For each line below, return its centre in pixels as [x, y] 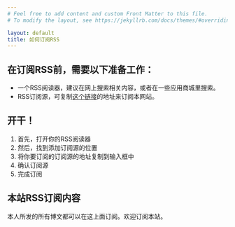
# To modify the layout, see [50, 20]
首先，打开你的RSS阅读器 [54, 139]
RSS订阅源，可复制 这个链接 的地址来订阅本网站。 [88, 97]
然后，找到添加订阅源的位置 [57, 147]
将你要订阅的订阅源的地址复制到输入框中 [76, 156]
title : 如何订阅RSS [34, 39]
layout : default [31, 33]
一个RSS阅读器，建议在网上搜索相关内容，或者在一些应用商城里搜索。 [118, 88]
